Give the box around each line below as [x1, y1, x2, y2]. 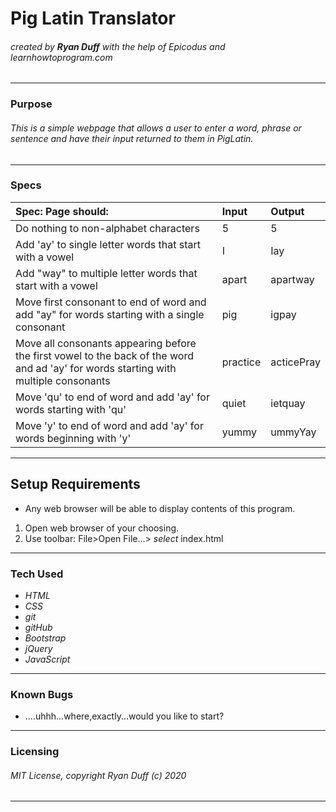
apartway [270, 272, 315, 286]
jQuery [24, 642, 53, 654]
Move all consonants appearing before [15, 336, 197, 350]
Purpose [10, 97, 53, 111]
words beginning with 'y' [15, 431, 132, 445]
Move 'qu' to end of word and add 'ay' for [15, 390, 210, 404]
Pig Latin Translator [10, 7, 176, 30]
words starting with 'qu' [15, 402, 127, 416]
